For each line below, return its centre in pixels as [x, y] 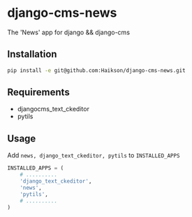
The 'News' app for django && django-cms [69, 32]
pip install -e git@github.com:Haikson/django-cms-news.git [97, 70]
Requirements [38, 92]
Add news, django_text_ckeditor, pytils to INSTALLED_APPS [94, 155]
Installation [32, 54]
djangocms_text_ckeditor [53, 109]
